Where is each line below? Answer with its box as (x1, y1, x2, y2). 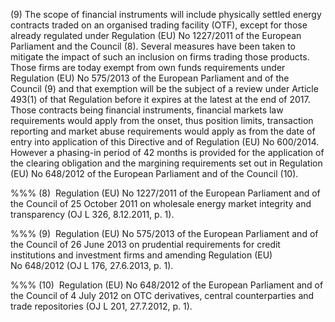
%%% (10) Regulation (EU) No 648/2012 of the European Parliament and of (10, 279, 324, 291)
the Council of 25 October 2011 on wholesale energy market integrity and (10, 198, 312, 209)
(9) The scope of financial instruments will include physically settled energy (10, 9, 322, 20)
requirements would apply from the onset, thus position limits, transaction (10, 115, 314, 126)
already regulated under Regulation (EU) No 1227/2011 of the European (10, 30, 302, 41)
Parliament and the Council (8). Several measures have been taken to (10, 40, 297, 52)
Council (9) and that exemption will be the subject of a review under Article (10, 83, 319, 94)
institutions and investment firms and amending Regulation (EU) (10, 249, 273, 261)
